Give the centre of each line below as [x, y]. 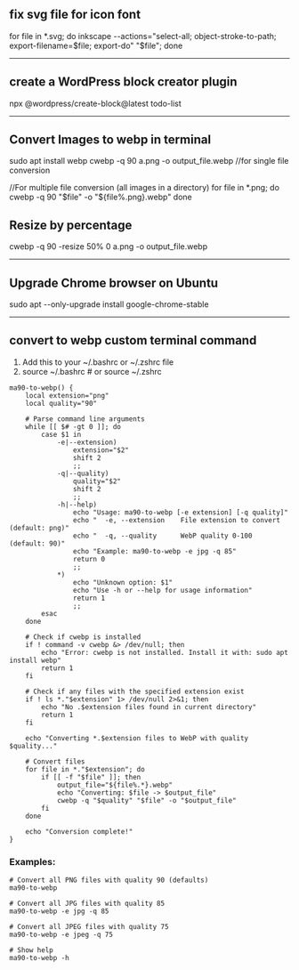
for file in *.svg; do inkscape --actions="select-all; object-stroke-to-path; [143, 36]
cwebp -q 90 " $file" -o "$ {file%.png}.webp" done [101, 197]
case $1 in [61, 434]
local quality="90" [61, 403]
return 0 [89, 559]
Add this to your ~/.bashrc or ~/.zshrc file [98, 362]
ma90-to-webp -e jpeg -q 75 [61, 935]
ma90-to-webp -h [39, 958]
